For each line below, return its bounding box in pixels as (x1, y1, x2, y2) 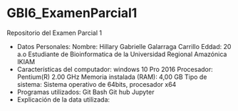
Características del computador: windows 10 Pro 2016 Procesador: (16, 65, 213, 73)
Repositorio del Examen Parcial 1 (6, 28, 103, 37)
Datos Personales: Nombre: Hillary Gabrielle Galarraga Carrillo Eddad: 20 (16, 42, 232, 51)
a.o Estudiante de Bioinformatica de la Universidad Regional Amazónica (16, 50, 227, 58)
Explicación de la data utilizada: (16, 95, 110, 104)
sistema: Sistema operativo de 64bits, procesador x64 (16, 80, 177, 88)
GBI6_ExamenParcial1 (6, 5, 138, 21)
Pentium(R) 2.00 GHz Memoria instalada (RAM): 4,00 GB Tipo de (16, 73, 207, 81)
